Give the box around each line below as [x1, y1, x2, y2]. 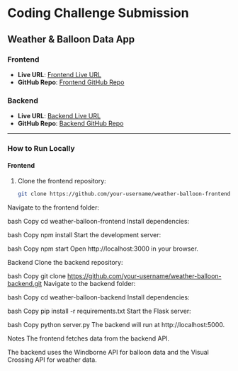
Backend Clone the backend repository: [7, 258, 123, 267]
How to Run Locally [7, 144, 75, 154]
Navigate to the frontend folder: [7, 203, 100, 212]
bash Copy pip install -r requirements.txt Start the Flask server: [7, 307, 191, 316]
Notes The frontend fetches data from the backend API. [7, 334, 170, 343]
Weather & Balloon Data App [7, 33, 135, 45]
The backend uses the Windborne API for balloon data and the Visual [7, 348, 209, 357]
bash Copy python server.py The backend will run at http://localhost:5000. [7, 321, 225, 329]
